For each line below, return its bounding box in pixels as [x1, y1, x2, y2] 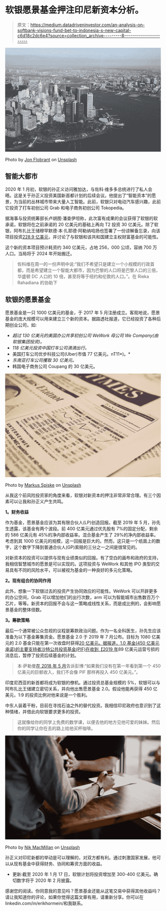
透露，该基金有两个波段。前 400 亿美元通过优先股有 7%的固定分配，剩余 [9, 526, 158, 532]
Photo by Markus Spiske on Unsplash [5, 482, 82, 488]
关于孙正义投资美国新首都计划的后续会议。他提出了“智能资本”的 [22, 192, 152, 198]
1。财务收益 [5, 509, 29, 515]
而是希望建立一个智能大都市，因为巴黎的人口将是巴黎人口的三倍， [26, 267, 161, 273]
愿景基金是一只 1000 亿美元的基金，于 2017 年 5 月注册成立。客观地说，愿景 [5, 310, 161, 316]
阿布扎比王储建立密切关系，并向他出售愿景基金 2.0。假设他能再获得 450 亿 [5, 686, 158, 692]
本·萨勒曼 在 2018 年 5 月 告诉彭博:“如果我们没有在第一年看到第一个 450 [17, 663, 161, 669]
